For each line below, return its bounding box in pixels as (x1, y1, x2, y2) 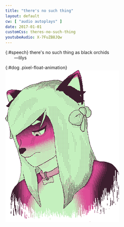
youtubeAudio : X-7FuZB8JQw (5, 35, 62, 40)
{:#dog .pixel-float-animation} (5, 65, 67, 70)
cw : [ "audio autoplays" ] (5, 19, 62, 24)
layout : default (5, 13, 39, 19)
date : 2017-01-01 (5, 24, 42, 29)
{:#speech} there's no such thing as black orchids (5, 50, 110, 55)
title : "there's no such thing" (5, 8, 73, 13)
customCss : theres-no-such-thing (5, 29, 76, 35)
